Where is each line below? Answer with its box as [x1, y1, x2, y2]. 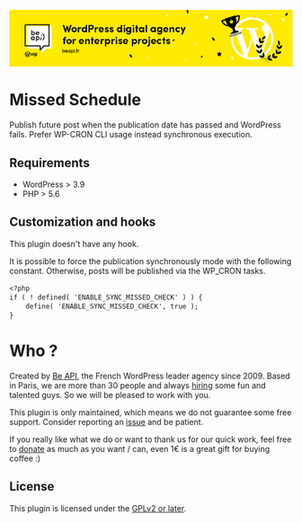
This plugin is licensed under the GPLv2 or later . [9, 502, 187, 513]
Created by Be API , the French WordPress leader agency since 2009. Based [9, 370, 290, 381]
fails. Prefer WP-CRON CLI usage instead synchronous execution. [9, 129, 253, 140]
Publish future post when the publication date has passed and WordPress [9, 120, 281, 130]
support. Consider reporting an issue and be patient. [9, 416, 204, 427]
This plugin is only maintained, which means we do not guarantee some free [9, 406, 292, 418]
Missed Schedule [9, 90, 142, 111]
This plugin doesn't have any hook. [9, 238, 139, 249]
